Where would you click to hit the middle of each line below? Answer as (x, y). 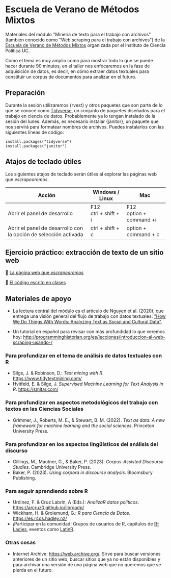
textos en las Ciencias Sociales (45, 409)
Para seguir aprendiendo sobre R (47, 491)
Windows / (106, 192)
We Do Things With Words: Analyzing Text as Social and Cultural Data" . (88, 322)
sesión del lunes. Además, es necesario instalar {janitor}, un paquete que (82, 121)
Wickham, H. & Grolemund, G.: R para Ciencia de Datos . (72, 513)
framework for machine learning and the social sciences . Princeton (83, 425)
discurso (17, 450)
